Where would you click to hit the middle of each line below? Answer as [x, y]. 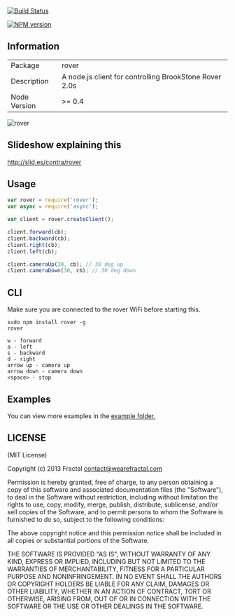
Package [25, 65]
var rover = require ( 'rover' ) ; [53, 200]
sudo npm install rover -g [47, 323]
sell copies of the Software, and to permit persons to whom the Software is [115, 511]
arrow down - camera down [45, 372]
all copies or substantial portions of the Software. [78, 540]
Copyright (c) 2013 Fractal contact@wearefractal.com [85, 468]
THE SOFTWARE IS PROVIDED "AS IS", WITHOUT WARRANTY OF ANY [109, 554]
